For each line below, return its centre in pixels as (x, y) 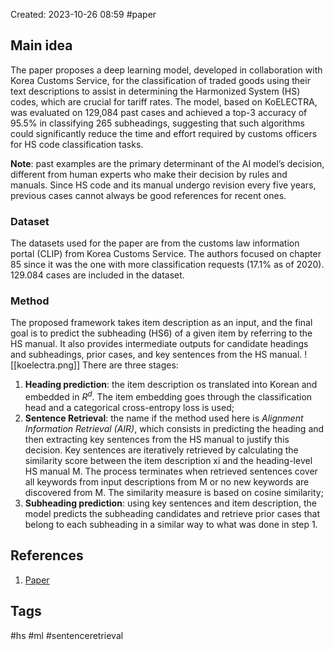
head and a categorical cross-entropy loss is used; (129, 408)
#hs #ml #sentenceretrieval (67, 635)
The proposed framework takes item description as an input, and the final (161, 323)
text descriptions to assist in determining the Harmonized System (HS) (155, 91)
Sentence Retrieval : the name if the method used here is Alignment (164, 418)
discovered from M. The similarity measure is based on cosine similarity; (174, 493)
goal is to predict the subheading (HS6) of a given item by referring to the (161, 333)
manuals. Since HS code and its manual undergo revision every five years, (163, 185)
